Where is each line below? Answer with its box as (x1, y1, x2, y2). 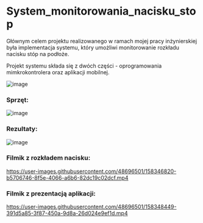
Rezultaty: (6, 125, 38, 133)
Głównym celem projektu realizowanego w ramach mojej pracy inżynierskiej (6, 37, 197, 44)
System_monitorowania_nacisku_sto (6, 4, 196, 18)
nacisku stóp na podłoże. (6, 50, 69, 57)
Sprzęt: (6, 96, 29, 104)
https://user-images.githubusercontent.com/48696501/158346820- (6, 168, 177, 175)
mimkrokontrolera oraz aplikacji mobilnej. (6, 68, 110, 76)
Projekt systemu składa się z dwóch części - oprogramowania (6, 62, 162, 69)
